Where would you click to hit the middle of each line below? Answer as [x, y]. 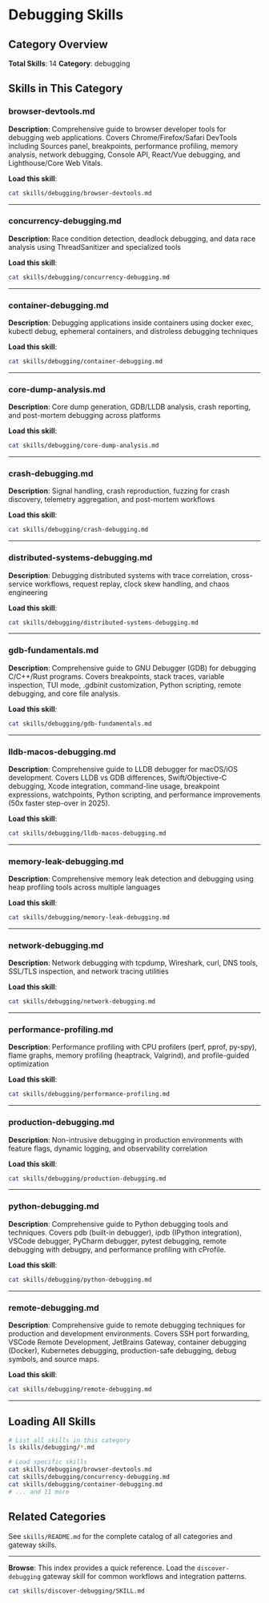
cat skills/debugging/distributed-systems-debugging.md [103, 622]
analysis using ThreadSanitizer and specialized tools [95, 247]
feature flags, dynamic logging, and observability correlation [108, 1148]
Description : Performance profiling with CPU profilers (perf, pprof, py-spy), [133, 1047]
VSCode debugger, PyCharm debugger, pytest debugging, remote [117, 1241]
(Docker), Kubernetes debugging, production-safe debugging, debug [122, 1350]
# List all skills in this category [69, 1440]
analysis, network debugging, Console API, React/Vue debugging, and [124, 155]
